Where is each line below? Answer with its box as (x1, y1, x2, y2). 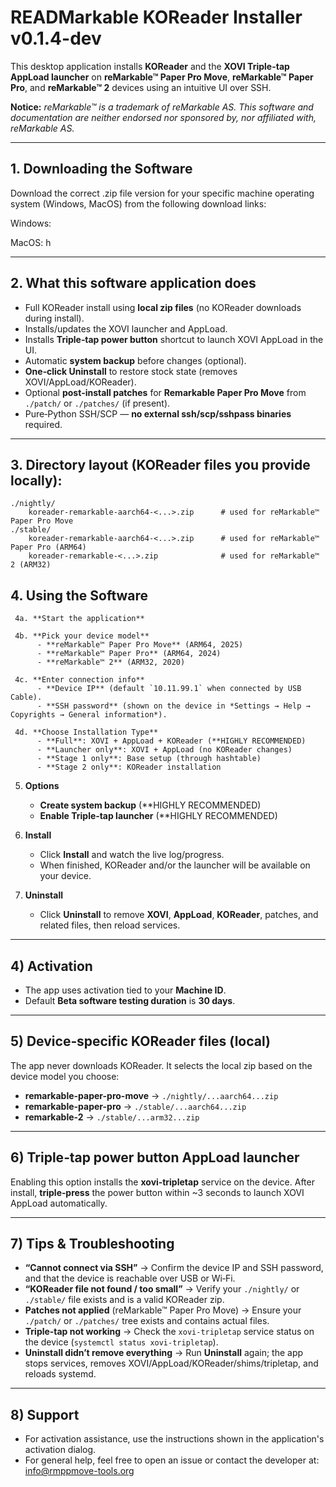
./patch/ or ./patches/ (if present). (24, 397, 171, 409)
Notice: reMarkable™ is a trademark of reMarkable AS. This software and (10, 101, 314, 113)
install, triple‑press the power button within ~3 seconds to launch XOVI (10, 1186, 305, 1198)
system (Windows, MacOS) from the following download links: (10, 197, 267, 210)
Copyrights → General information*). (10, 710, 168, 720)
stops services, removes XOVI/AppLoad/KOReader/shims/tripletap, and (24, 1357, 319, 1370)
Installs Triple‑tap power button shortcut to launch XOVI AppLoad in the (24, 333, 324, 345)
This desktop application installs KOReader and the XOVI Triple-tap (10, 60, 290, 72)
